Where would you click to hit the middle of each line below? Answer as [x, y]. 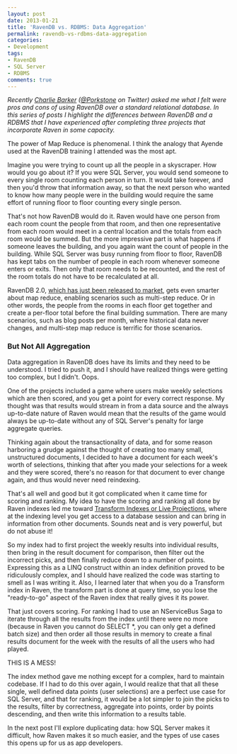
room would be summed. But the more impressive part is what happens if [114, 239]
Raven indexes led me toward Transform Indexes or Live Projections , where [117, 508]
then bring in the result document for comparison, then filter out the [106, 552]
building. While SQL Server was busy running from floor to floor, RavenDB [115, 254]
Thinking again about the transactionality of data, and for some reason [110, 442]
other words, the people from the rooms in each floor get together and [110, 305]
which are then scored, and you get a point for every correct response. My [116, 398]
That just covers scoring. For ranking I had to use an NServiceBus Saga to [115, 611]
